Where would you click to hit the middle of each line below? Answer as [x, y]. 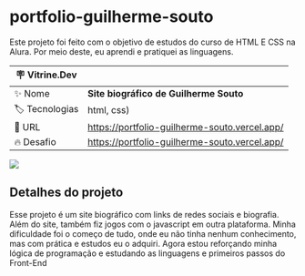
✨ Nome [32, 93]
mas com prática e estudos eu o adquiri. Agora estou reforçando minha [143, 243]
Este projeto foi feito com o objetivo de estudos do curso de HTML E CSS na [152, 42]
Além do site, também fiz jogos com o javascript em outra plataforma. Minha [152, 224]
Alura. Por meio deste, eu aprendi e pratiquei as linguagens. [122, 51]
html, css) [109, 110]
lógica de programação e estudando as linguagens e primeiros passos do [147, 253]
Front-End [28, 262]
